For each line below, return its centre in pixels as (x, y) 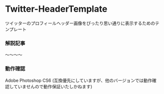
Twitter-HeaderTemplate (56, 9)
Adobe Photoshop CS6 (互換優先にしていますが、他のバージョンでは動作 (79, 80)
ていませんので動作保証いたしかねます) (53, 86)
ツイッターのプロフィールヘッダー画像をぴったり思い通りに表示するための (80, 23)
